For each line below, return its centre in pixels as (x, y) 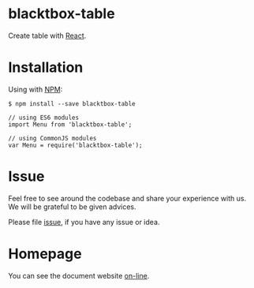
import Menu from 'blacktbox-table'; (70, 124)
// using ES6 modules (44, 118)
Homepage (45, 254)
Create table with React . (47, 36)
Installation (46, 67)
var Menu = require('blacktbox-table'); (76, 145)
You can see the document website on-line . (79, 275)
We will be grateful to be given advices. (72, 207)
